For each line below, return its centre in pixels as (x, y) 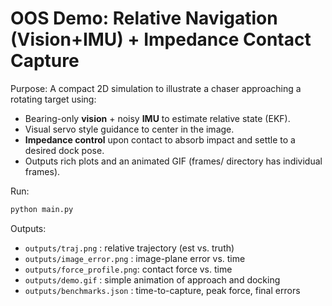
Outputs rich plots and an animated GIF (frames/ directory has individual (173, 161)
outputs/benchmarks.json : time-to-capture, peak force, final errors (162, 290)
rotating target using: (53, 99)
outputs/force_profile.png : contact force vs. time (128, 269)
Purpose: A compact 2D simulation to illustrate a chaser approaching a (156, 88)
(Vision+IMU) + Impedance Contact (161, 39)
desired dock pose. (64, 150)
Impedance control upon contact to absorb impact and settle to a (160, 139)
